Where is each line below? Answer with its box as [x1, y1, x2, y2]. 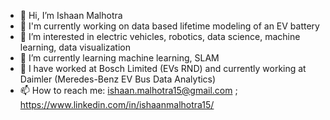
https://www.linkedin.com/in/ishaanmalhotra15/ [19, 99, 215, 110]
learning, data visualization [19, 41, 132, 53]
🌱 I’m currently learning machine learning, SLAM [19, 52, 220, 64]
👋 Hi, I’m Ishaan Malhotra [19, 10, 123, 21]
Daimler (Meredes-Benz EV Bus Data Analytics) [19, 73, 217, 85]
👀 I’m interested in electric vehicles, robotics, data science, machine [19, 31, 301, 42]
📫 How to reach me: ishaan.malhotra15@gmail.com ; [19, 85, 238, 96]
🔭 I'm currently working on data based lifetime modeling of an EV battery [19, 20, 320, 32]
